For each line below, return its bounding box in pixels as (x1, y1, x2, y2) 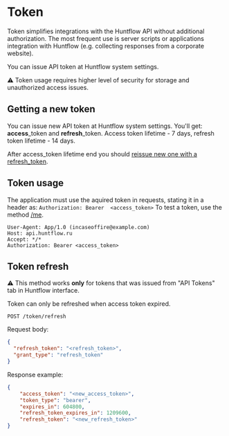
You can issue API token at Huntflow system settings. (7, 62, 159, 71)
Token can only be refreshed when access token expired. (7, 300, 171, 308)
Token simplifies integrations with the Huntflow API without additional (7, 27, 205, 35)
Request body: (7, 325, 49, 334)
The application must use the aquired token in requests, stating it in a (7, 195, 204, 204)
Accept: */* (7, 236, 42, 243)
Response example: (7, 370, 64, 379)
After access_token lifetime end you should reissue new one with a (7, 149, 197, 158)
